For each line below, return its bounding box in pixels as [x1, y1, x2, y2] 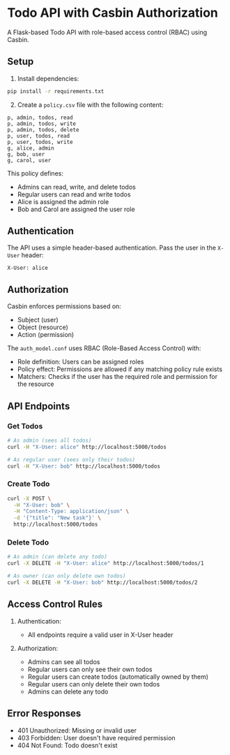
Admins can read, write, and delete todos [17, 182, 136, 191]
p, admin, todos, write [7, 120, 77, 127]
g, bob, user [7, 150, 45, 158]
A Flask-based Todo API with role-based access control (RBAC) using [7, 28, 208, 36]
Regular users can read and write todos [17, 190, 131, 199]
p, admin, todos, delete [7, 126, 79, 134]
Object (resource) [17, 323, 68, 331]
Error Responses [7, 707, 82, 719]
